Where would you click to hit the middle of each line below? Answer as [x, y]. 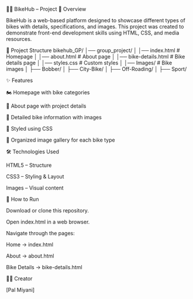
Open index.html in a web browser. [48, 222]
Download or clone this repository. [48, 210]
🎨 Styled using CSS [30, 128]
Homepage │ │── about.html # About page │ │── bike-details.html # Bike [96, 56]
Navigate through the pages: [40, 233]
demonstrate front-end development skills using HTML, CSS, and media [93, 33]
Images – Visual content [35, 188]
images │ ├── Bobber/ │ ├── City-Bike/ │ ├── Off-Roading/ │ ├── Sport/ [96, 69]
